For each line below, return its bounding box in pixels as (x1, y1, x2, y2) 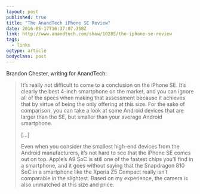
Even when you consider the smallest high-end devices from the (20, 143, 180, 150)
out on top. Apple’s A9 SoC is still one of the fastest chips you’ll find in (20, 155, 193, 162)
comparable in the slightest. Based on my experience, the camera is (20, 174, 188, 181)
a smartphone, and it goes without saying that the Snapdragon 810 (20, 162, 185, 169)
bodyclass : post (6, 53, 47, 59)
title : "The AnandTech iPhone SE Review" (6, 20, 111, 26)
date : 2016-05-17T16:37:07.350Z (6, 25, 87, 32)
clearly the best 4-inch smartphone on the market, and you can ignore (20, 87, 194, 95)
